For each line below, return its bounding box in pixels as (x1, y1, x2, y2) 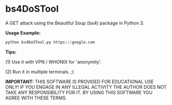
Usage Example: (5, 30, 41, 36)
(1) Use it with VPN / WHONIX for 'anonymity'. (5, 59, 102, 65)
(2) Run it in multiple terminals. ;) (5, 68, 74, 74)
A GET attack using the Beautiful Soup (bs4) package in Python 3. (5, 20, 144, 26)
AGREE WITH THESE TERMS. (5, 95, 67, 101)
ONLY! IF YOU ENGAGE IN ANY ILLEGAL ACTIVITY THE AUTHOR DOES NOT (5, 84, 167, 90)
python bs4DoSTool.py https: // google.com (5, 39, 95, 45)
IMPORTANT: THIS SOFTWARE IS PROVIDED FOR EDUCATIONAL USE (5, 78, 154, 85)
